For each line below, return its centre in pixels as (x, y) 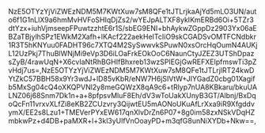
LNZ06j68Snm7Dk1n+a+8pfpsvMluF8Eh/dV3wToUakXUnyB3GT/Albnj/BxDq (132, 95)
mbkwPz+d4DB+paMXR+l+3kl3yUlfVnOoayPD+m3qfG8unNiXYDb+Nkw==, (132, 121)
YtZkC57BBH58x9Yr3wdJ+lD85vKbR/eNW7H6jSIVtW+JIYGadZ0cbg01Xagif (132, 79)
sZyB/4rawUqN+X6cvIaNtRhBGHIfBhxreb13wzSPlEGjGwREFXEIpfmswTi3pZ (132, 62)
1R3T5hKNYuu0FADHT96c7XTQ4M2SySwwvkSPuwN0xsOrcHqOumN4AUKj (133, 45)
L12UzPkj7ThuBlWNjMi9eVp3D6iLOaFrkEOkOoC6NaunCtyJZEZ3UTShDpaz (131, 53)
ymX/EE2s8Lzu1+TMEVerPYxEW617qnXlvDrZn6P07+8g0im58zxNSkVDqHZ (132, 112)
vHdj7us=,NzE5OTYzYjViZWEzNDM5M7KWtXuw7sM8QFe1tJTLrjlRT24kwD (131, 70)
